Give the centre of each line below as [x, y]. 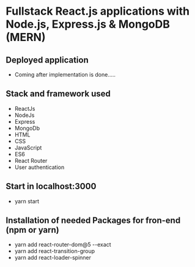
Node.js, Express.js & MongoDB [88, 24]
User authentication [39, 167]
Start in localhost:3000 [51, 186]
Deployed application [47, 60]
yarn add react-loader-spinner [53, 258]
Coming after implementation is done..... [65, 74]
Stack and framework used [58, 94]
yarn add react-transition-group [55, 251]
